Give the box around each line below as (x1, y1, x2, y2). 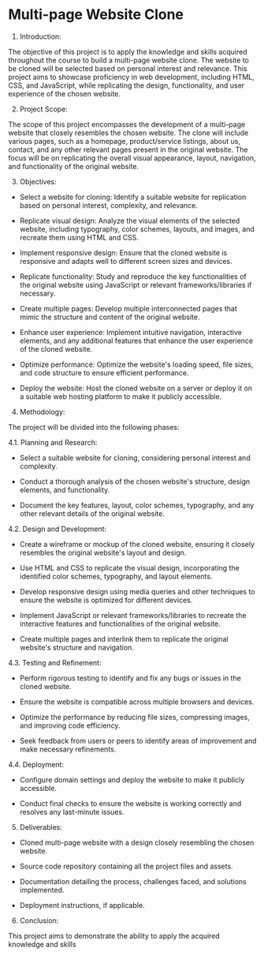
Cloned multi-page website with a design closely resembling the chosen (19, 838, 255, 847)
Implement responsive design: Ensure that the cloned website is (19, 247, 228, 258)
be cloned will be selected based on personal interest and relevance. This (8, 63, 247, 73)
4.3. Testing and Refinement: (8, 657, 102, 667)
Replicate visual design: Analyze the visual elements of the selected (19, 216, 240, 225)
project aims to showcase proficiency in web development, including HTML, (8, 72, 255, 81)
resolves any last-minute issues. (19, 807, 125, 816)
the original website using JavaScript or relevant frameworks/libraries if (19, 280, 252, 289)
